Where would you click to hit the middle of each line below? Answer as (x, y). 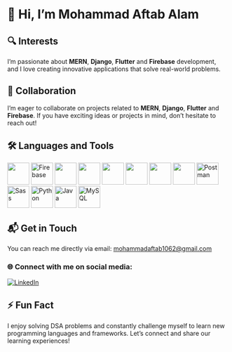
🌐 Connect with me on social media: (70, 267)
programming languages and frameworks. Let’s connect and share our (109, 333)
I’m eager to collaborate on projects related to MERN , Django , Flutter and (113, 107)
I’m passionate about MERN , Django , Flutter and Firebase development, (112, 61)
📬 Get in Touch (42, 229)
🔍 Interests (33, 41)
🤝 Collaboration (42, 91)
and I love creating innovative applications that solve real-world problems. (114, 69)
